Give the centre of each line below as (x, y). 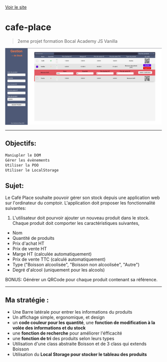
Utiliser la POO (22, 166)
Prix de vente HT (30, 249)
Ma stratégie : (27, 300)
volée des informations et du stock (49, 328)
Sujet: (14, 186)
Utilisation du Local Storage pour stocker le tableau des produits (80, 354)
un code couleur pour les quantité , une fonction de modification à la (84, 322)
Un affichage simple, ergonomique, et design (58, 317)
